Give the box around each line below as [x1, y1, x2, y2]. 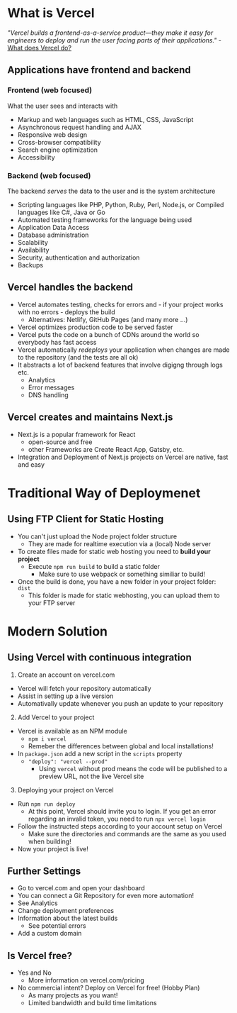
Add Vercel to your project [17, 713, 95, 721]
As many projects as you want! [28, 991, 118, 1000]
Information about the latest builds [17, 914, 118, 923]
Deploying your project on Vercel [17, 785, 115, 794]
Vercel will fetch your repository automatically [17, 684, 151, 692]
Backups [17, 260, 44, 269]
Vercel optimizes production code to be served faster [17, 323, 173, 331]
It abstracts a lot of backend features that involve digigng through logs [17, 360, 223, 369]
